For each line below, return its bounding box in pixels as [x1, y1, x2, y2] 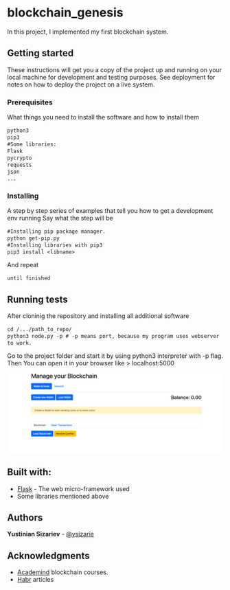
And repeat [7, 261, 39, 269]
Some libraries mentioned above [16, 492, 109, 500]
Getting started [7, 47, 74, 59]
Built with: [7, 466, 51, 478]
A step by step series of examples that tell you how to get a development [7, 207, 214, 215]
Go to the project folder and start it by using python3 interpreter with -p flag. [7, 352, 223, 360]
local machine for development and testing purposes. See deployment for [7, 73, 216, 81]
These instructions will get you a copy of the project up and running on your [7, 65, 222, 73]
